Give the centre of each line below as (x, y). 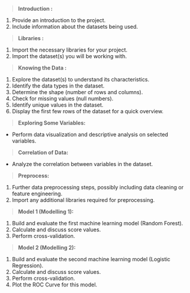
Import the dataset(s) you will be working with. (69, 56)
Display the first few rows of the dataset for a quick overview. (88, 111)
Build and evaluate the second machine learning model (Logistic (91, 259)
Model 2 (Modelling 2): (47, 247)
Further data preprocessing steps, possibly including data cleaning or (98, 187)
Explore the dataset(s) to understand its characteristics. (81, 79)
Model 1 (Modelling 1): (46, 212)
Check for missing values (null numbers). (63, 99)
